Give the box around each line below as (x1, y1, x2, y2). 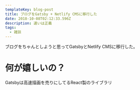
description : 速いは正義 (5, 20, 52, 26)
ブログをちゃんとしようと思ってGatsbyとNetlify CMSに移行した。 (5, 44, 138, 49)
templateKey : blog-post (5, 7, 54, 12)
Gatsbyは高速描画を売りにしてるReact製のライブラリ (5, 79, 113, 85)
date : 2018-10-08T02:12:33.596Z (5, 16, 71, 21)
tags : (5, 25, 16, 30)
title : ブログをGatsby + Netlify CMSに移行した (5, 12, 97, 17)
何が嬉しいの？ (5, 63, 66, 73)
